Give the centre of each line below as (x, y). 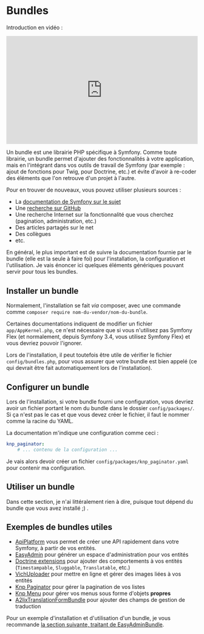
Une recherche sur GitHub (48, 208)
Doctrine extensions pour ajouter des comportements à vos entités (99, 561)
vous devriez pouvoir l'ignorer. (45, 343)
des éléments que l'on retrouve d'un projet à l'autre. (71, 178)
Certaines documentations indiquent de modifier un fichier (80, 324)
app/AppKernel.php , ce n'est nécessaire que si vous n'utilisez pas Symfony (99, 330)
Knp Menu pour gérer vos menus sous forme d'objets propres (93, 593)
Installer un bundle (42, 291)
